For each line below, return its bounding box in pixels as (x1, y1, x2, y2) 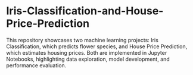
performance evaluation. (6, 61, 67, 69)
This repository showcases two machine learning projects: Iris (6, 36, 159, 43)
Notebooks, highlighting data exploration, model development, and (6, 55, 170, 62)
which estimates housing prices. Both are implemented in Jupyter (6, 49, 167, 56)
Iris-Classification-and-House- (6, 4, 164, 18)
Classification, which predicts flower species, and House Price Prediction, (6, 43, 188, 50)
